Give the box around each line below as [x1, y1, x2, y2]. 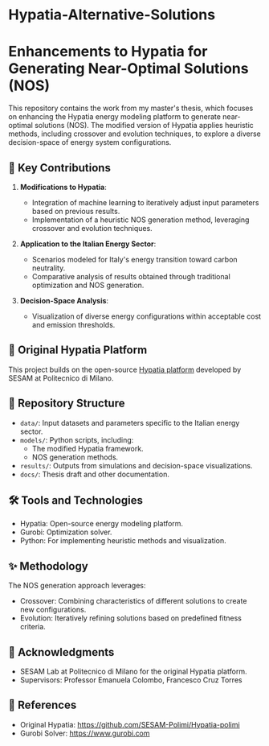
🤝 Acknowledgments [8, 645, 115, 659]
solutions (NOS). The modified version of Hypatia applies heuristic [35, 121, 255, 130]
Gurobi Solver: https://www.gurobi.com [19, 728, 150, 738]
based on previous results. [31, 206, 120, 216]
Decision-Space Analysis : [19, 295, 109, 305]
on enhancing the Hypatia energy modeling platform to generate [8, 112, 221, 122]
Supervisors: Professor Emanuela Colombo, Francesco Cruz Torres [19, 675, 243, 685]
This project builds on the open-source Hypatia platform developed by [8, 365, 242, 374]
